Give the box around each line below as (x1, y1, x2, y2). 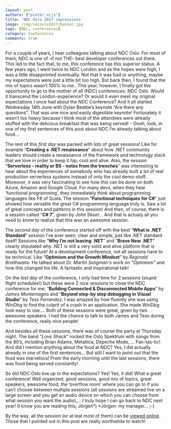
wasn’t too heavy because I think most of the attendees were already (5, 115, 151, 121)
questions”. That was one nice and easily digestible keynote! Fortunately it (5, 109, 161, 115)
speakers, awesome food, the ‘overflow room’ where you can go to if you (5, 381, 159, 387)
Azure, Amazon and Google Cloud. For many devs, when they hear (5, 184, 145, 190)
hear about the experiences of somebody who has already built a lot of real (5, 168, 164, 174)
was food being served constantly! (5, 360, 78, 366)
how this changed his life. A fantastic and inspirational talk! (5, 265, 129, 271)
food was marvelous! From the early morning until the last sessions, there (5, 355, 160, 361)
